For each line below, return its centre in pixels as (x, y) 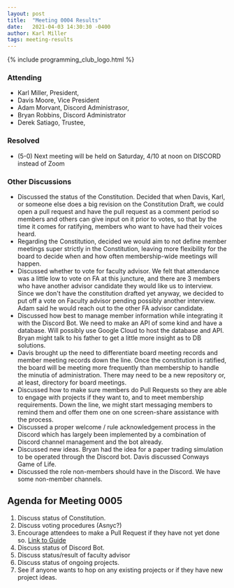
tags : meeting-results (40, 40)
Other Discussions (39, 181)
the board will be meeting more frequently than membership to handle (118, 368)
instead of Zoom (41, 163)
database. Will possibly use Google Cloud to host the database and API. (120, 331)
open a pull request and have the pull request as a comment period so (118, 212)
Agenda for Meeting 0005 (65, 501)
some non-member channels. (60, 479)
